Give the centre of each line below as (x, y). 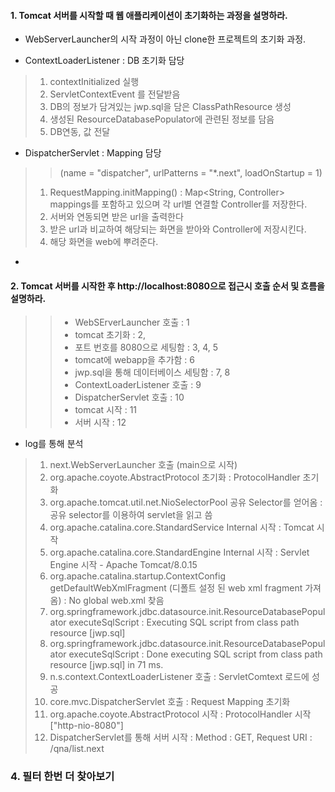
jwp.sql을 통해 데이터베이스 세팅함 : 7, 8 (152, 372)
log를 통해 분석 (54, 444)
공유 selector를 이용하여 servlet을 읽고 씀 (131, 515)
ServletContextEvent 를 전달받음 (115, 94)
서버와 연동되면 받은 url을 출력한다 (116, 217)
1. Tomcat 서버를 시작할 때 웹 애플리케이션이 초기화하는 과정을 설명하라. (149, 15)
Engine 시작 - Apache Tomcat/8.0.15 (123, 565)
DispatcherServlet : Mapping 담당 (93, 153)
